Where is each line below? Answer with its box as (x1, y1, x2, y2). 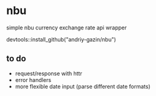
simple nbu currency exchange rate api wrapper (6, 24, 127, 31)
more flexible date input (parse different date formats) (15, 83, 151, 90)
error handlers (15, 76, 52, 83)
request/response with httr (15, 70, 82, 77)
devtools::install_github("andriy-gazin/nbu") (6, 35, 116, 43)
